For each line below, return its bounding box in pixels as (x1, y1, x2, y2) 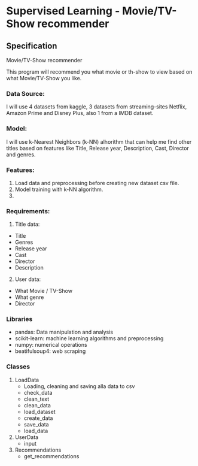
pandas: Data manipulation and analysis (14, 328, 114, 336)
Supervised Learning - (6, 4, 120, 18)
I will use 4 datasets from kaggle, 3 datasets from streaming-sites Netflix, (6, 103, 187, 110)
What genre (14, 293, 44, 301)
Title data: (14, 220, 40, 228)
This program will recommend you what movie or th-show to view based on (6, 68, 193, 75)
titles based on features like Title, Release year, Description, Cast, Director (6, 144, 190, 152)
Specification (6, 41, 57, 51)
